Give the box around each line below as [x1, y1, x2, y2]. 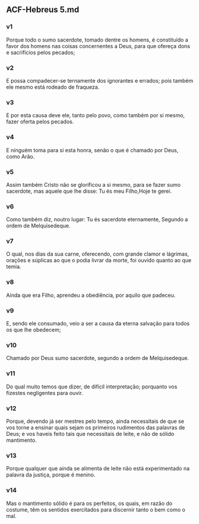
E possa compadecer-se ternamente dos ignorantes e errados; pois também [6, 77, 194, 84]
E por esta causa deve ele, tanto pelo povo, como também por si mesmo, [6, 112, 185, 119]
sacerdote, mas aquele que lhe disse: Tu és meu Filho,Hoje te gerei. [6, 187, 172, 194]
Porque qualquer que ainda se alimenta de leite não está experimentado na [6, 465, 190, 472]
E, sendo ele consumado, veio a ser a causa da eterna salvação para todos [6, 320, 190, 327]
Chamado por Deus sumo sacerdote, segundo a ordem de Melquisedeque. [6, 354, 189, 362]
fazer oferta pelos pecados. [6, 118, 74, 125]
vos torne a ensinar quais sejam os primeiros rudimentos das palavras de [6, 423, 185, 431]
